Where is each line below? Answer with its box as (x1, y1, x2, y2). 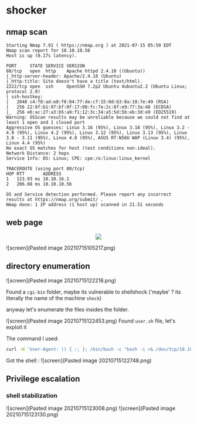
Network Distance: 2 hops (6, 150, 69, 156)
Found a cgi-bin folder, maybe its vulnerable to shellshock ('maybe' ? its (6, 288, 181, 295)
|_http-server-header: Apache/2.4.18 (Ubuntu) (6, 73, 122, 79)
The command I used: (6, 335, 59, 342)
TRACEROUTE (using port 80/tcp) (6, 166, 85, 171)
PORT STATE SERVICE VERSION (6, 63, 85, 69)
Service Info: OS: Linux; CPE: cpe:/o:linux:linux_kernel (6, 156, 151, 161)
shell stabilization (6, 391, 57, 399)
